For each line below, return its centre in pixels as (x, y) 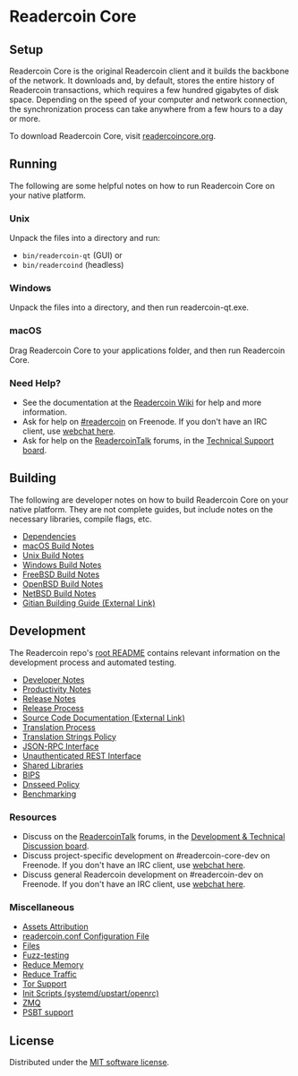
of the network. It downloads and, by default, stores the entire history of (142, 81)
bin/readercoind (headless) (73, 265)
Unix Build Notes (53, 555)
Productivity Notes (56, 689)
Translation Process (59, 727)
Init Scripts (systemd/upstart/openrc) (90, 994)
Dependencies (49, 536)
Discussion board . (55, 846)
